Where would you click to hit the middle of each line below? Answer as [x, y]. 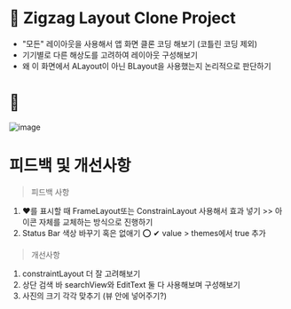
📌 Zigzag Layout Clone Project [123, 18]
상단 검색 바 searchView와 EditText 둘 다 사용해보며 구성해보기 [131, 284]
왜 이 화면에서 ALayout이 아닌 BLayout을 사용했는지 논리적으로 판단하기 [147, 66]
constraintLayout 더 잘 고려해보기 [81, 273]
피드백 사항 [50, 192]
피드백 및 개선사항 [70, 166]
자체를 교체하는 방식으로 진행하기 [96, 222]
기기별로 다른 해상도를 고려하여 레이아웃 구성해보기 [110, 55]
